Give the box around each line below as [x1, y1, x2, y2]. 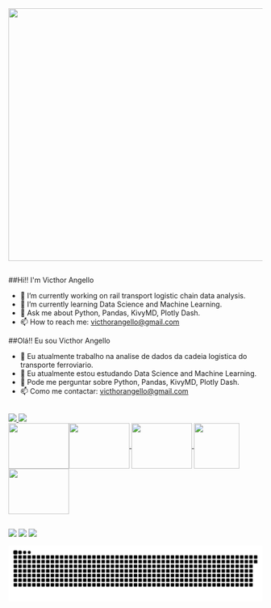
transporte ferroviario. [19, 360, 94, 370]
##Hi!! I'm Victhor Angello [8, 275, 94, 285]
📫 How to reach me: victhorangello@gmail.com [19, 317, 180, 327]
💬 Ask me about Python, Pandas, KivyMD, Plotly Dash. [19, 308, 201, 318]
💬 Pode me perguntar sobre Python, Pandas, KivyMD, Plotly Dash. [19, 378, 240, 387]
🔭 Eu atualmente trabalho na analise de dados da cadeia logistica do [19, 352, 248, 361]
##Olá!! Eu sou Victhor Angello [8, 336, 110, 346]
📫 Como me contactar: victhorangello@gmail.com [19, 386, 189, 396]
